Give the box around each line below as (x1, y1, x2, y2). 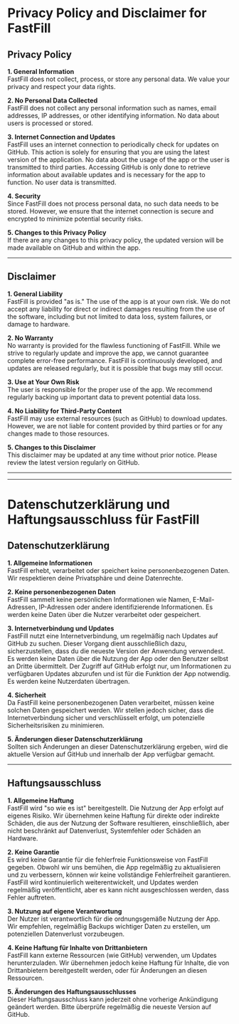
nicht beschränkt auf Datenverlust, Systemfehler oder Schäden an (7, 826, 201, 835)
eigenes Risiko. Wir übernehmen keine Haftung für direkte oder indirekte (7, 811, 220, 820)
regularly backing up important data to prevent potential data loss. (7, 393, 201, 401)
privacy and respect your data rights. (7, 83, 116, 90)
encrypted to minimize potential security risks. (7, 215, 144, 223)
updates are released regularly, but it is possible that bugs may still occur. (7, 364, 223, 372)
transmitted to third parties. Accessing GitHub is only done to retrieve (7, 163, 211, 171)
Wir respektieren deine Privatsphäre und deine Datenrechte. (7, 574, 184, 582)
